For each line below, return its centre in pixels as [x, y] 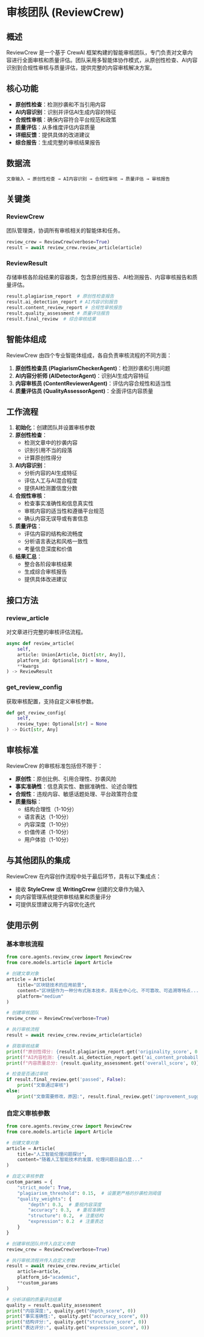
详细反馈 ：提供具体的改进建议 [52, 135]
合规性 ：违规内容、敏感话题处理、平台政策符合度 [76, 794]
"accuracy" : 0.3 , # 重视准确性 [66, 1210]
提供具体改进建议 [46, 579]
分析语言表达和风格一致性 [56, 542]
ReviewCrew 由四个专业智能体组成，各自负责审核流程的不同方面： [89, 355]
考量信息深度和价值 [48, 549]
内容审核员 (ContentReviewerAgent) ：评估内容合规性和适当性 [93, 383]
